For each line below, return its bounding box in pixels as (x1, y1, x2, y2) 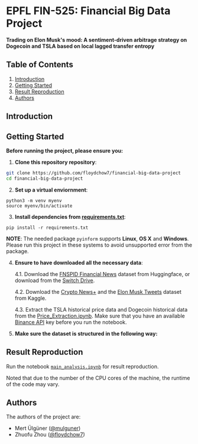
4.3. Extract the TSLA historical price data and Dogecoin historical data (14, 306, 188, 313)
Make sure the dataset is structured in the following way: (14, 330, 158, 337)
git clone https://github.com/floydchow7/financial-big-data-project (6, 170, 181, 176)
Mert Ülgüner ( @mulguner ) (14, 424, 81, 432)
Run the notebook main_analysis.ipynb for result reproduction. (6, 362, 159, 370)
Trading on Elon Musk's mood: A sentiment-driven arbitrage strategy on (6, 36, 187, 43)
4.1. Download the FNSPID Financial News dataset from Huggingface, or (14, 270, 190, 277)
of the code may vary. (6, 380, 60, 388)
